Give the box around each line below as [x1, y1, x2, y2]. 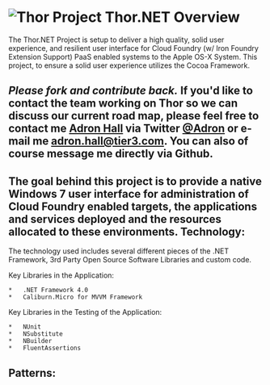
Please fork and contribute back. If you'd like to [8, 84, 253, 98]
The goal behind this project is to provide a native [8, 174, 263, 188]
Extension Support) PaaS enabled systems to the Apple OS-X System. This [8, 52, 258, 61]
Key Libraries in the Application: [8, 270, 115, 280]
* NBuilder [8, 337, 53, 345]
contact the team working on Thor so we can [8, 97, 238, 111]
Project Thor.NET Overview [52, 8, 240, 27]
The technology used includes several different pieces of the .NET [8, 246, 230, 256]
